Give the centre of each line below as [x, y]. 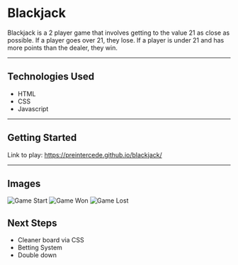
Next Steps [32, 223]
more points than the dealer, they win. [63, 47]
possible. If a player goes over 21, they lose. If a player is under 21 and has [116, 40]
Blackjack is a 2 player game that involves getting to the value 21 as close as [119, 33]
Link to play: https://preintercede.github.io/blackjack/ [85, 154]
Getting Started [42, 138]
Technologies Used [51, 77]
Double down [37, 255]
